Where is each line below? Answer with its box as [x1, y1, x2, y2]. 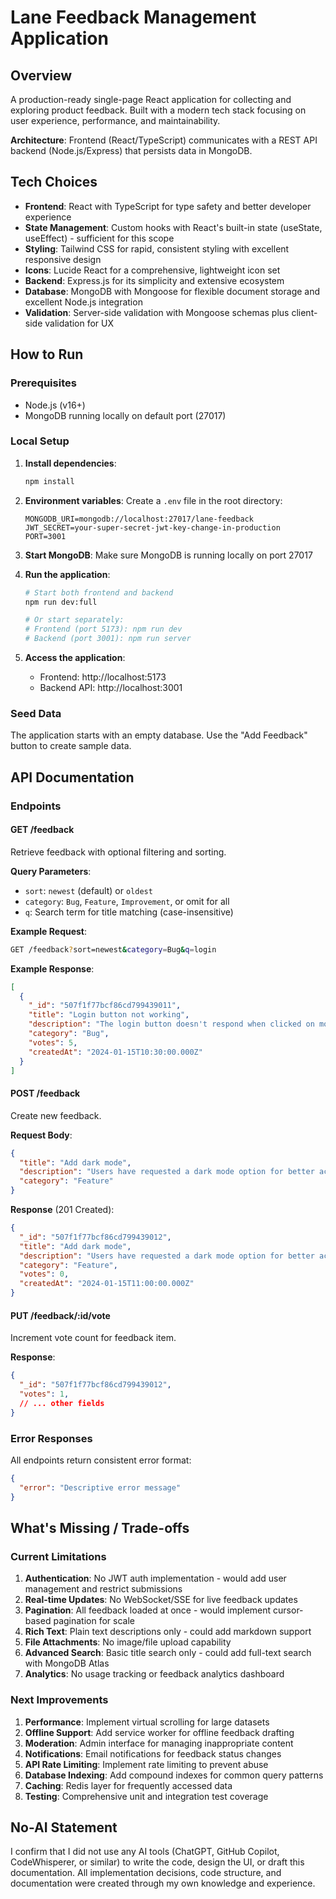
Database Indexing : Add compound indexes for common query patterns [24, 1769, 324, 1781]
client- [291, 306, 318, 318]
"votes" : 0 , [19, 1269, 70, 1280]
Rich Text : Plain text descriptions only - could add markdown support [24, 1626, 312, 1638]
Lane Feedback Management [10, 6, 257, 29]
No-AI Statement [10, 1819, 118, 1836]
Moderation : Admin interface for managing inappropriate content [24, 1737, 294, 1749]
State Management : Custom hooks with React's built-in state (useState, [24, 221, 323, 233]
